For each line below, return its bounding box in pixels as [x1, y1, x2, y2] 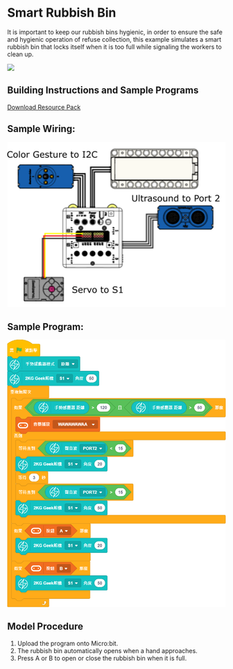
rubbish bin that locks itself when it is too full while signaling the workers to [7, 42, 222, 51]
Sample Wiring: [7, 123, 76, 135]
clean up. [7, 50, 34, 58]
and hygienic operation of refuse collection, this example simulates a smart [7, 35, 222, 43]
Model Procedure [7, 620, 84, 633]
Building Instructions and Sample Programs [7, 85, 199, 97]
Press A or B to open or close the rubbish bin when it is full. [17, 654, 187, 662]
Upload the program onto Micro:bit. [17, 639, 119, 647]
